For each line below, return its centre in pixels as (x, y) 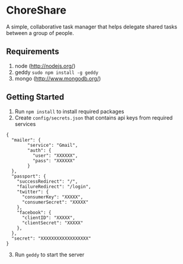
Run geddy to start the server (49, 255)
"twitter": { (33, 192)
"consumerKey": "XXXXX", (52, 197)
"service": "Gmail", (53, 145)
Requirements (33, 52)
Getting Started (35, 97)
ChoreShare (36, 10)
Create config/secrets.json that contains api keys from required (94, 117)
